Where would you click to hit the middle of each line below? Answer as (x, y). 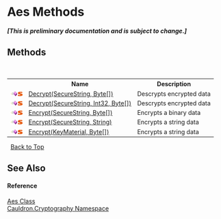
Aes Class (21, 201)
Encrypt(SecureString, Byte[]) (70, 113)
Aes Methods (46, 12)
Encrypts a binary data (169, 113)
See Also (26, 168)
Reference (22, 185)
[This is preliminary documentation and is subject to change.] (97, 31)
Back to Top (27, 147)
